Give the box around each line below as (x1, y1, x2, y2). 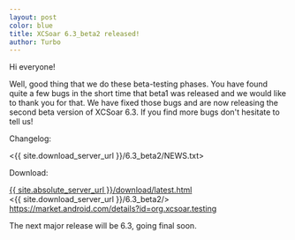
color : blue (9, 21, 53, 30)
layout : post (9, 12, 57, 22)
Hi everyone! (9, 62, 56, 72)
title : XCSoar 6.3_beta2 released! (9, 29, 140, 38)
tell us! (9, 116, 34, 127)
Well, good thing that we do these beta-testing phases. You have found (9, 79, 268, 89)
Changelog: (9, 133, 51, 144)
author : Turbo (9, 37, 62, 47)
